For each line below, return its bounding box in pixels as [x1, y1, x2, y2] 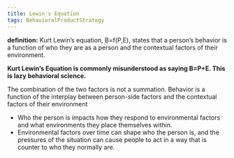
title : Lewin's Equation [7, 10, 80, 17]
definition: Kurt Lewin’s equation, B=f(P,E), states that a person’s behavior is [7, 35, 227, 44]
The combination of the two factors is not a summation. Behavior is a [7, 85, 205, 93]
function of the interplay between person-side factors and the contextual [7, 92, 218, 101]
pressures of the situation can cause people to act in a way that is [17, 135, 207, 143]
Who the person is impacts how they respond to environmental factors [17, 113, 221, 122]
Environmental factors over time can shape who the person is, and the [17, 128, 220, 136]
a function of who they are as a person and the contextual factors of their [7, 43, 219, 52]
